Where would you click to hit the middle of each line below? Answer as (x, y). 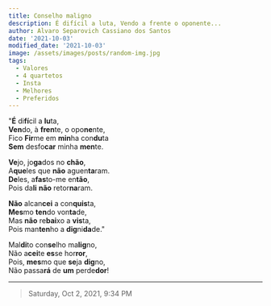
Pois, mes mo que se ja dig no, (57, 262)
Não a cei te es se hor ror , (48, 254)
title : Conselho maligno (50, 16)
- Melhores (34, 91)
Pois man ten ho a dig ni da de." (57, 229)
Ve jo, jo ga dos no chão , (47, 163)
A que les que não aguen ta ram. (59, 171)
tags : (17, 61)
